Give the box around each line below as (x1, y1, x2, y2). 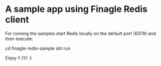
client (5, 14, 29, 25)
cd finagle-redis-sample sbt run (5, 45, 71, 51)
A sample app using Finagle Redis (5, 3, 148, 15)
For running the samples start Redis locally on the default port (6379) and (5, 30, 156, 36)
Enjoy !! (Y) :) (5, 55, 32, 61)
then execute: (5, 36, 33, 42)
